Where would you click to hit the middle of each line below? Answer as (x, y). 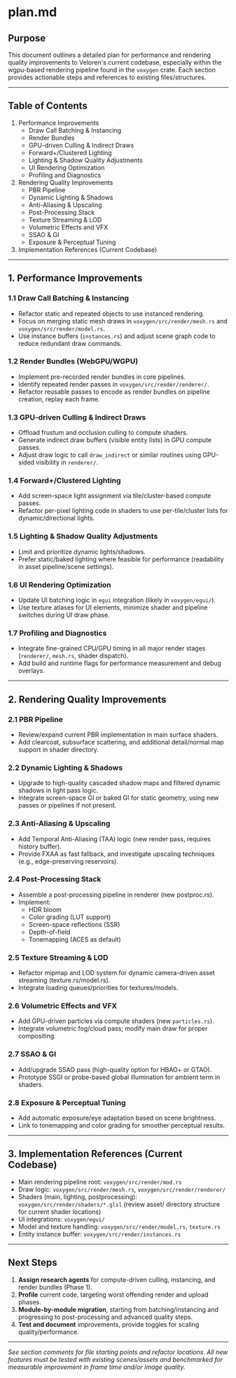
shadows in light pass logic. (58, 791)
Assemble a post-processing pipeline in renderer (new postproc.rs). (116, 895)
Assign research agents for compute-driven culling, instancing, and (117, 1279)
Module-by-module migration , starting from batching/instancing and (118, 1309)
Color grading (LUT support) (70, 917)
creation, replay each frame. (59, 399)
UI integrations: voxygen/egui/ (61, 1219)
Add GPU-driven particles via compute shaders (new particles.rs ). (116, 1021)
